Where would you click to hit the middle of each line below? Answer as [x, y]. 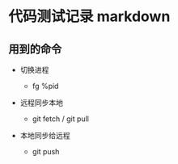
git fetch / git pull [60, 119]
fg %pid [45, 86]
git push [46, 151]
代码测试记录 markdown [89, 17]
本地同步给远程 [45, 135]
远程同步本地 [41, 103]
